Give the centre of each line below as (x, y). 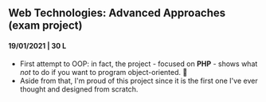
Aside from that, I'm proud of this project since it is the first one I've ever (139, 80)
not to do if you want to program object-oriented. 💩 (104, 72)
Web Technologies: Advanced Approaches (117, 13)
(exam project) (45, 26)
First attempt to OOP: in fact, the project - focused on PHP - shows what (139, 64)
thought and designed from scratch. (79, 89)
